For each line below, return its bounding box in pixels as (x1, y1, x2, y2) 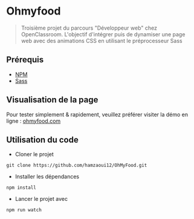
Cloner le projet (15, 151, 54, 158)
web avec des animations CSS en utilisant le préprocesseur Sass (21, 37, 183, 44)
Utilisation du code (6, 134, 79, 145)
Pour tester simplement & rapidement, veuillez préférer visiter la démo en (6, 111, 189, 118)
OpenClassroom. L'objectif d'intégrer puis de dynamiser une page (21, 30, 186, 38)
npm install (6, 185, 36, 191)
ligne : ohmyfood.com (6, 117, 61, 125)
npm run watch (6, 207, 42, 213)
